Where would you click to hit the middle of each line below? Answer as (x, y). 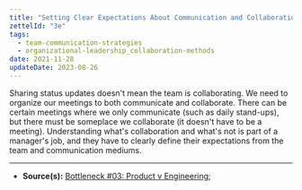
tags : (19, 34)
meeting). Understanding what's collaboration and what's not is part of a (144, 131)
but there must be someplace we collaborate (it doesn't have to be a (136, 121)
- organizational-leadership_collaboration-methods (116, 51)
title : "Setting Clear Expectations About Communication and (126, 17)
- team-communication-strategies (80, 43)
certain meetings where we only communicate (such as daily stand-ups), (144, 112)
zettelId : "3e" (38, 26)
